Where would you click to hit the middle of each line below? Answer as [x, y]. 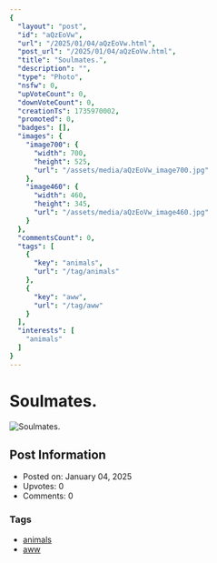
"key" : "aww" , [60, 297]
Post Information [58, 454]
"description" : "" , [54, 69]
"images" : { [40, 136]
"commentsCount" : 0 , [56, 237]
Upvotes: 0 [43, 487]
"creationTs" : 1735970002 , [69, 111]
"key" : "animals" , [68, 263]
